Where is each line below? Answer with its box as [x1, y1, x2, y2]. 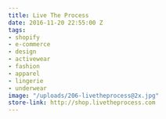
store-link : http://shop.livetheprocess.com [8, 99, 156, 106]
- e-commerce [8, 41, 51, 49]
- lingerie [8, 77, 44, 85]
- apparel [8, 70, 41, 78]
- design [8, 48, 37, 56]
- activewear [8, 56, 51, 63]
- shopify [8, 33, 41, 41]
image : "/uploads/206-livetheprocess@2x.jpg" [8, 92, 159, 99]
